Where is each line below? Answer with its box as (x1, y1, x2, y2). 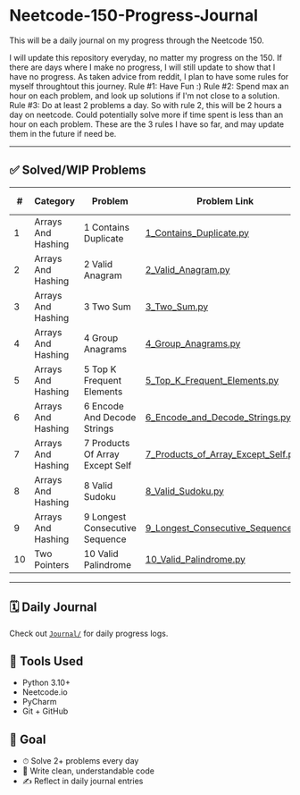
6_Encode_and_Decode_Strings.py (145, 410, 292, 423)
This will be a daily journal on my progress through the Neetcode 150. (9, 35, 265, 46)
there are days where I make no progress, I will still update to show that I (9, 62, 276, 72)
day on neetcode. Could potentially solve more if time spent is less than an (9, 109, 284, 120)
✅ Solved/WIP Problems (9, 163, 146, 178)
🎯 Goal (9, 732, 46, 747)
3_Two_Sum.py (145, 300, 208, 313)
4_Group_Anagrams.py (145, 337, 241, 350)
